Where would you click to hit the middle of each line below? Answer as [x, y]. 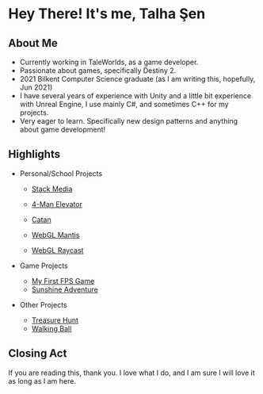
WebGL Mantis [55, 235]
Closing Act [38, 354]
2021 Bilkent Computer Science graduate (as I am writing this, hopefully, [137, 79]
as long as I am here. [42, 381]
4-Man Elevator [57, 204]
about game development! [63, 129]
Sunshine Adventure [65, 289]
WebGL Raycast [57, 250]
